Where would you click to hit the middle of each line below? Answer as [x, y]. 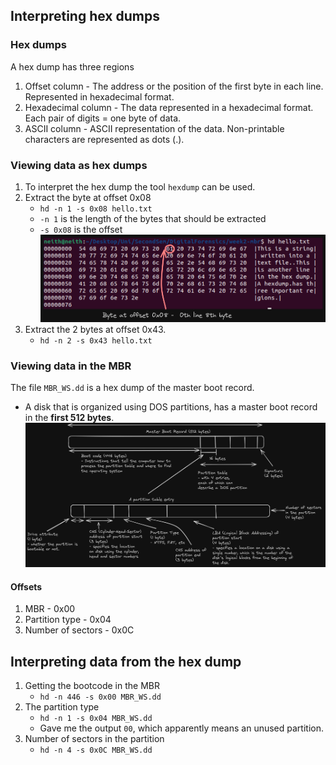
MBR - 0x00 [50, 609]
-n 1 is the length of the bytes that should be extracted [153, 218]
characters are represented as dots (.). [104, 139]
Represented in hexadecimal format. [99, 96]
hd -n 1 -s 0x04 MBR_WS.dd [96, 719]
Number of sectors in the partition [94, 739]
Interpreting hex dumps [85, 16]
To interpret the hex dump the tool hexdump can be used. [140, 186]
